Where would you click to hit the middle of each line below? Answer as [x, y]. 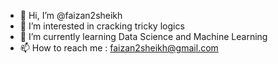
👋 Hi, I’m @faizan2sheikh [71, 15]
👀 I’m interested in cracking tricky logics [102, 26]
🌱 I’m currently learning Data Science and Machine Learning [143, 36]
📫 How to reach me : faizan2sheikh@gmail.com [119, 48]
